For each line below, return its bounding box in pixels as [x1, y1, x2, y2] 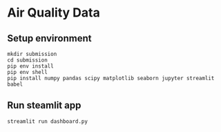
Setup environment [7, 32, 92, 44]
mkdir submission [7, 50, 57, 57]
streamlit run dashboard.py [7, 117, 88, 125]
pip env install [7, 63, 54, 70]
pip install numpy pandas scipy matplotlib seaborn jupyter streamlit [7, 75, 215, 82]
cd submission [7, 57, 48, 64]
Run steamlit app [7, 100, 81, 111]
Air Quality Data [7, 5, 100, 21]
